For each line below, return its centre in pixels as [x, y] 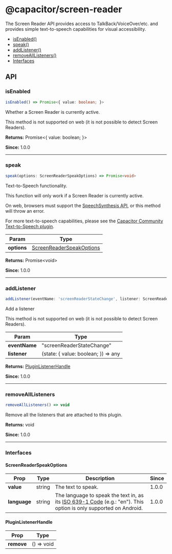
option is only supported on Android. [99, 508]
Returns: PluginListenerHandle [38, 366]
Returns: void [20, 425]
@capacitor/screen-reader [64, 9]
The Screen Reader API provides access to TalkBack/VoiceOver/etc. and [82, 24]
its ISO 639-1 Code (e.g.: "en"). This [100, 502]
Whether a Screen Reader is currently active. [53, 112]
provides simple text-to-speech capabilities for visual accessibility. [76, 29]
